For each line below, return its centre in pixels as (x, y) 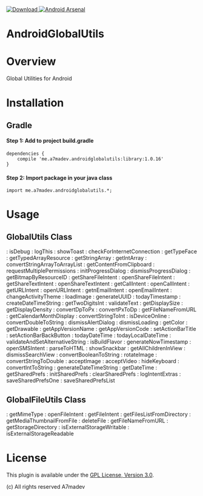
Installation (35, 103)
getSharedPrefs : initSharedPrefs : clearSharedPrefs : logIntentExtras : (94, 374)
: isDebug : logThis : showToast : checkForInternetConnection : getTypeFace (102, 251)
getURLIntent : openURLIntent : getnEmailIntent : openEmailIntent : (89, 290)
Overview (31, 62)
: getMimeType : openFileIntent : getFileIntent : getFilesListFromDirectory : (98, 414)
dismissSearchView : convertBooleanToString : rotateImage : (82, 355)
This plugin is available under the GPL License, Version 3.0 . (80, 475)
